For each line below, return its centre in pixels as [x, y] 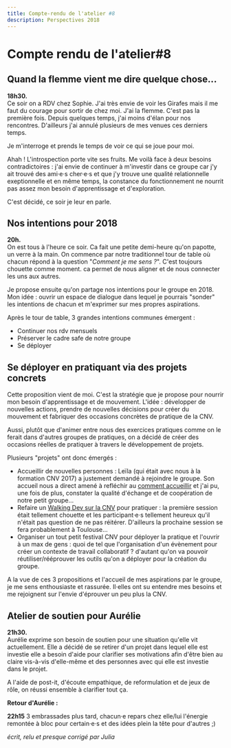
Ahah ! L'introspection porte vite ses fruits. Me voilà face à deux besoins [109, 159]
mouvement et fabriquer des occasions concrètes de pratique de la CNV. [111, 416]
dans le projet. [27, 669]
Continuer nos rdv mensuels [57, 331]
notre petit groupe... [45, 500]
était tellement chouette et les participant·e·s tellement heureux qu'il [113, 515]
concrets [27, 378]
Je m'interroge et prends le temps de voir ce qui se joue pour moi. [101, 146]
